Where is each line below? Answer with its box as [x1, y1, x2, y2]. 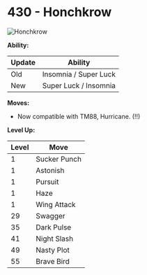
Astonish [36, 165, 65, 175]
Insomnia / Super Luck [42, 69, 116, 79]
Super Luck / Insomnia [42, 80, 116, 90]
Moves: [7, 99, 30, 107]
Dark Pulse [36, 222, 72, 232]
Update [10, 57, 36, 67]
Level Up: [7, 125, 36, 134]
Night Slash [36, 234, 74, 244]
